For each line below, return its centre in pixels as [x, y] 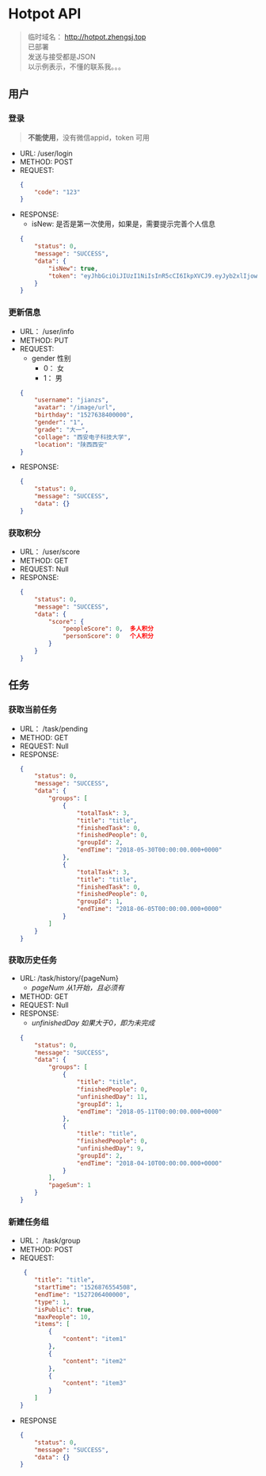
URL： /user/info [47, 331]
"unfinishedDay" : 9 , [110, 1148]
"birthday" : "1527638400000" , [84, 415]
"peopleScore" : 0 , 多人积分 [108, 629]
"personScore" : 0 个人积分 [108, 636]
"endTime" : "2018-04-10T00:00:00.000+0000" [149, 1163]
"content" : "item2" [94, 1361]
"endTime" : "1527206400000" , [82, 1294]
